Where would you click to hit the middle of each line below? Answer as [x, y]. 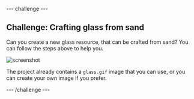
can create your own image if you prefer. [56, 78]
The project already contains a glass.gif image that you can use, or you [96, 71]
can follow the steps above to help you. [55, 48]
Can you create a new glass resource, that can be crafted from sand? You [97, 42]
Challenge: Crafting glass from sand [75, 27]
